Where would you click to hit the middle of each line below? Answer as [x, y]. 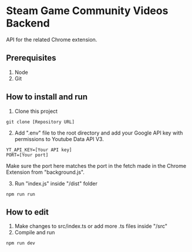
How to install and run [47, 97]
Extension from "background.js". [46, 172]
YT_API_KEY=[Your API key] [39, 150]
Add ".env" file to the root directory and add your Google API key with [99, 133]
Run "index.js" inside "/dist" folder [56, 183]
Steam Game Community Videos [87, 11]
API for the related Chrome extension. [52, 39]
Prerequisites [31, 58]
